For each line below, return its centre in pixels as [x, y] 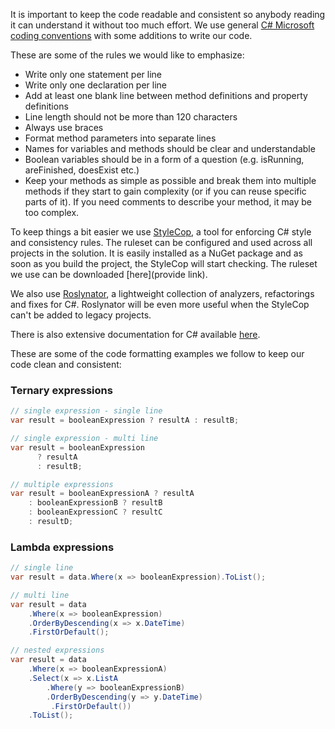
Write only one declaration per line [95, 85]
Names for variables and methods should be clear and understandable [170, 148]
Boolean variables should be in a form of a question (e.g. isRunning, [164, 159]
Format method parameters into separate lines [120, 138]
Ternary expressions [61, 390]
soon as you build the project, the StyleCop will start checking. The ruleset [164, 263]
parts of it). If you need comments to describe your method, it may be [168, 202]
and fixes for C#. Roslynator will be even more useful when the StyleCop [160, 304]
